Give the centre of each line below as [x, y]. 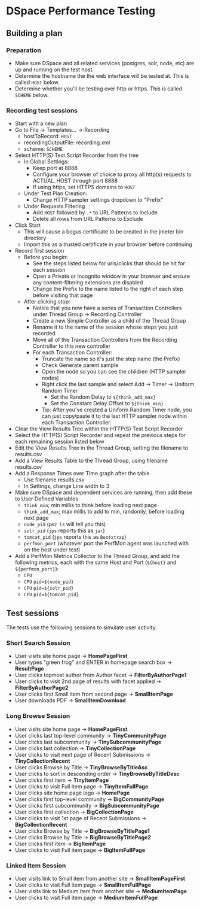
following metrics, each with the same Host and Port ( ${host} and [96, 562]
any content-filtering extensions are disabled [88, 283]
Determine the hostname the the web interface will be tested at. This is [102, 75]
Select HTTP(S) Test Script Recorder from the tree [77, 155]
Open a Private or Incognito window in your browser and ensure [111, 276]
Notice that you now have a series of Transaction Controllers [107, 308]
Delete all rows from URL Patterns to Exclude [88, 219]
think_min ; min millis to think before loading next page [90, 505]
